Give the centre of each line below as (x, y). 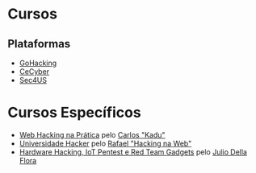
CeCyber (34, 72)
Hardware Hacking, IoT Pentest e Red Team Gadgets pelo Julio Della (133, 152)
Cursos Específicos (75, 113)
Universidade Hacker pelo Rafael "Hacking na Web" (105, 143)
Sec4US (33, 80)
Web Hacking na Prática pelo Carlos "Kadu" (92, 134)
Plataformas (39, 44)
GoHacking (38, 63)
